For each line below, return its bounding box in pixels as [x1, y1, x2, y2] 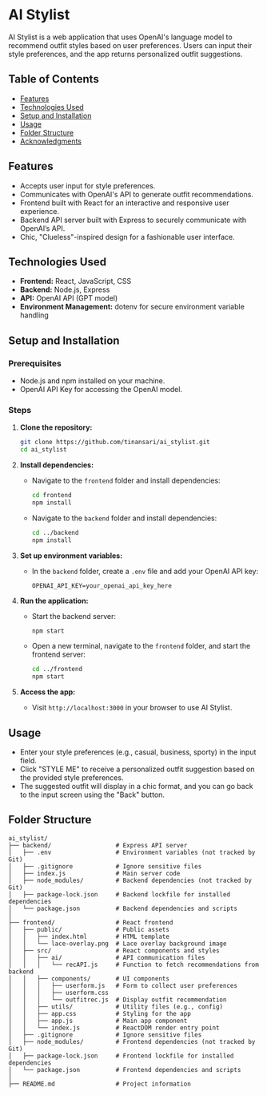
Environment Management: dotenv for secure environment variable [19, 302, 245, 312]
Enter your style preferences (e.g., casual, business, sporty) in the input [19, 747, 257, 757]
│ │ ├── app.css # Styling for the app [8, 1009, 192, 1017]
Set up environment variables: [19, 551, 123, 560]
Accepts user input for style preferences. [19, 180, 156, 190]
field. [19, 756, 38, 766]
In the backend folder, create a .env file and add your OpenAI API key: [31, 566, 259, 576]
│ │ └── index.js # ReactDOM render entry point [8, 1024, 220, 1032]
